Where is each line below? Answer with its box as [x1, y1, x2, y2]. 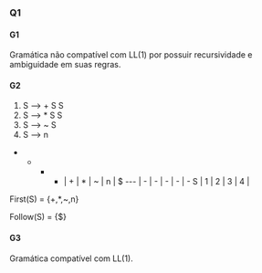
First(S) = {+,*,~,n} [9, 194, 79, 205]
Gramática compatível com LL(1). [9, 253, 134, 264]
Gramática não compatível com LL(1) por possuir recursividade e [9, 49, 253, 60]
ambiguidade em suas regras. [9, 59, 121, 70]
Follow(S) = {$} [9, 212, 67, 223]
